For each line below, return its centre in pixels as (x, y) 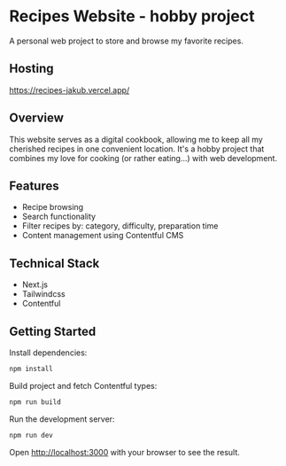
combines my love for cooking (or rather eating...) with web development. (143, 158)
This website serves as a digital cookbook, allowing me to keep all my (136, 139)
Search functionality (58, 217)
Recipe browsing (53, 207)
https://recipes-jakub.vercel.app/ (70, 89)
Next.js (35, 284)
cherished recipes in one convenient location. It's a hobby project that (137, 149)
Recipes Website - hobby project (132, 16)
